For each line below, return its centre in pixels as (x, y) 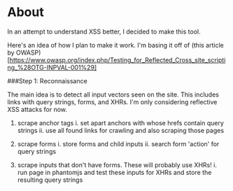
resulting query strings (50, 180)
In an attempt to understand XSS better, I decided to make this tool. (104, 31)
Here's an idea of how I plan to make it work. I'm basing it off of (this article (115, 45)
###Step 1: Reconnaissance (47, 80)
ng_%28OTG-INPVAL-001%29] (52, 67)
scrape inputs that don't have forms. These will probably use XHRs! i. (117, 164)
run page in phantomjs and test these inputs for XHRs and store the (114, 172)
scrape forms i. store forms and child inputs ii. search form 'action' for (118, 143)
